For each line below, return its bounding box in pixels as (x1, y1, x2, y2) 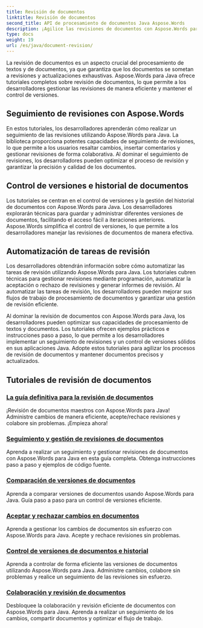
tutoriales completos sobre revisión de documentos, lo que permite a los (6, 78, 187, 85)
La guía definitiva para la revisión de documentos (6, 393, 154, 402)
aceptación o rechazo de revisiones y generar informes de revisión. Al (6, 281, 181, 289)
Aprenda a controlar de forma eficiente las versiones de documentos (6, 560, 178, 568)
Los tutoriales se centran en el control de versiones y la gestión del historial (6, 197, 195, 204)
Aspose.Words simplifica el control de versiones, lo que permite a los (6, 222, 179, 229)
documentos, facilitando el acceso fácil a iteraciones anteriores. (6, 216, 166, 223)
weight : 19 (6, 37, 34, 43)
